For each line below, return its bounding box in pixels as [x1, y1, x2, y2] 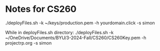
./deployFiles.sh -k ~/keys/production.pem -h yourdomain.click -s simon [5, 20, 155, 26]
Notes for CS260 [5, 3, 77, 15]
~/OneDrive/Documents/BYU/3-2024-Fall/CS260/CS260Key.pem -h [5, 35, 146, 41]
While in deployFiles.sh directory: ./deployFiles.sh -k [5, 29, 114, 35]
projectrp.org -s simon [5, 40, 52, 46]
